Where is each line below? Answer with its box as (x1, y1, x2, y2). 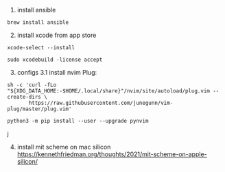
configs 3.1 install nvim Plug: (16, 69, 97, 76)
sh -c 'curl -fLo (7, 82, 57, 88)
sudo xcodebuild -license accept (7, 56, 103, 63)
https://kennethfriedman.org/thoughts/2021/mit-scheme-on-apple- (16, 150, 207, 158)
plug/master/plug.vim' (7, 106, 72, 112)
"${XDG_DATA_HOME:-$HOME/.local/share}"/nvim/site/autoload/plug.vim (7, 88, 211, 95)
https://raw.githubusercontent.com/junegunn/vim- (28, 99, 174, 106)
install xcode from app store (16, 31, 97, 39)
